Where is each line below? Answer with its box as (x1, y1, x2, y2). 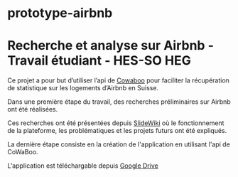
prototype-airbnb (7, 5, 113, 21)
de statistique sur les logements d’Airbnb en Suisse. (7, 84, 158, 92)
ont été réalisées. (7, 105, 58, 114)
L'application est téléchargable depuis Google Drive (7, 161, 158, 170)
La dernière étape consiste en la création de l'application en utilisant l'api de (7, 140, 231, 149)
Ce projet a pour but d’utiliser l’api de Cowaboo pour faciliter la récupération (7, 76, 229, 85)
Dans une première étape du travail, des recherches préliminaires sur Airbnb (7, 97, 231, 106)
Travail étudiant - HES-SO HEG (7, 53, 192, 69)
